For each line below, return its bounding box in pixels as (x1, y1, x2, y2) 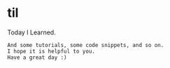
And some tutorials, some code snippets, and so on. (7, 41, 164, 48)
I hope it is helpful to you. (7, 48, 96, 55)
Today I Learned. (7, 28, 56, 36)
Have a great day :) (7, 54, 68, 61)
